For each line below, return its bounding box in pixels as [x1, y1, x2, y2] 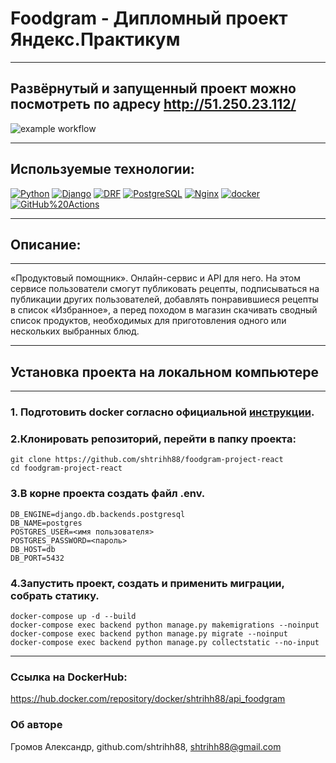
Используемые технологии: [10, 161, 195, 178]
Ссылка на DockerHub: [10, 670, 128, 684]
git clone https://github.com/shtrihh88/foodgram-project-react [10, 455, 284, 465]
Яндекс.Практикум [10, 28, 181, 51]
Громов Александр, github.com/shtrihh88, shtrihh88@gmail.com [10, 740, 282, 752]
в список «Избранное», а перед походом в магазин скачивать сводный [10, 304, 318, 316]
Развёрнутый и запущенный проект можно [10, 80, 297, 97]
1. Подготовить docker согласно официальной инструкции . [10, 405, 315, 419]
